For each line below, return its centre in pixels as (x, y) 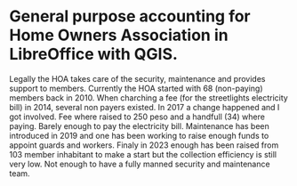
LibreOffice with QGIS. (93, 54)
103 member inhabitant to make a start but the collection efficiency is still (143, 154)
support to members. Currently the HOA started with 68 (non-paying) (136, 88)
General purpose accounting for (130, 16)
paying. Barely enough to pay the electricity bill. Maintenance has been (139, 125)
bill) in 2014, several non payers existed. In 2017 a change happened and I (144, 107)
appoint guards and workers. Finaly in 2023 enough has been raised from (144, 145)
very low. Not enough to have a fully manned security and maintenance (140, 164)
